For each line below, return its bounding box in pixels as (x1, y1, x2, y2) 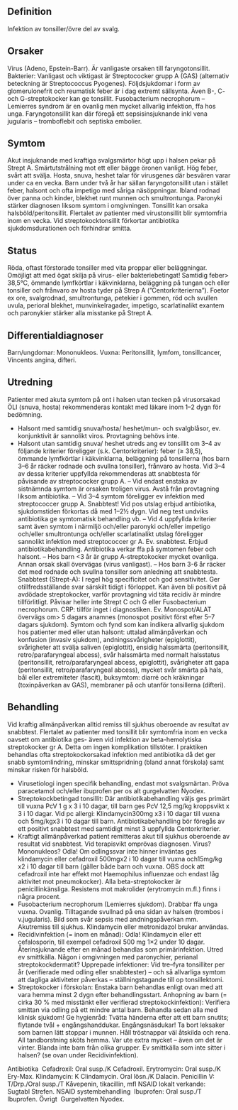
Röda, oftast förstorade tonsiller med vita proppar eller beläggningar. (7, 263, 208, 272)
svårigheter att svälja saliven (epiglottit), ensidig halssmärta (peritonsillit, (17, 643, 229, 651)
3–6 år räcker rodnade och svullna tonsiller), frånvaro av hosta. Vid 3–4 (17, 462, 225, 470)
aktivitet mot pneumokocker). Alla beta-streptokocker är (17, 877, 182, 886)
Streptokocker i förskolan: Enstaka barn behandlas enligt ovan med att (17, 983, 223, 991)
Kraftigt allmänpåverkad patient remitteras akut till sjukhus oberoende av (17, 832, 230, 840)
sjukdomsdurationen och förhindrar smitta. (7, 224, 132, 233)
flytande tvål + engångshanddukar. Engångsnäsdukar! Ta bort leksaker (17, 1021, 225, 1029)
